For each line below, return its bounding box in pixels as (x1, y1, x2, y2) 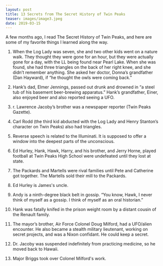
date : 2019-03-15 (5, 20, 41, 26)
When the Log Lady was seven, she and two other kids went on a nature (12, 49, 158, 55)
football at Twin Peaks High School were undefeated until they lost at (12, 153, 151, 159)
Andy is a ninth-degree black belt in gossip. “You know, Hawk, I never (12, 192, 153, 198)
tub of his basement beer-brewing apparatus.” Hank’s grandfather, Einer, (12, 89, 159, 95)
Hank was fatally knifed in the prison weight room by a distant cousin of (12, 206, 157, 212)
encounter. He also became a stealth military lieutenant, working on (12, 226, 148, 232)
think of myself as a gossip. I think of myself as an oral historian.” (12, 197, 143, 203)
